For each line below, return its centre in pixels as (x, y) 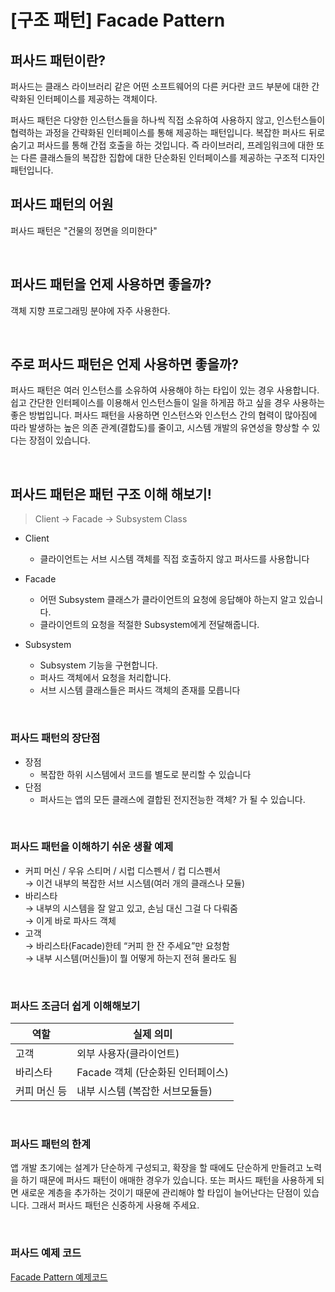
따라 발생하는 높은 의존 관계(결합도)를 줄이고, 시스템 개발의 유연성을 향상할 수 (160, 428)
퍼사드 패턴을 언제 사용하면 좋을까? (111, 284)
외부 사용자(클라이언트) (128, 1054)
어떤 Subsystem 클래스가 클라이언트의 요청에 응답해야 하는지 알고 (168, 600)
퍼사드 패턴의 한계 (51, 1144)
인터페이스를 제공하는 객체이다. (97, 99)
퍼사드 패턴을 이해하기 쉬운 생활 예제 (92, 847)
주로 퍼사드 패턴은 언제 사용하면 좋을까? (125, 364)
